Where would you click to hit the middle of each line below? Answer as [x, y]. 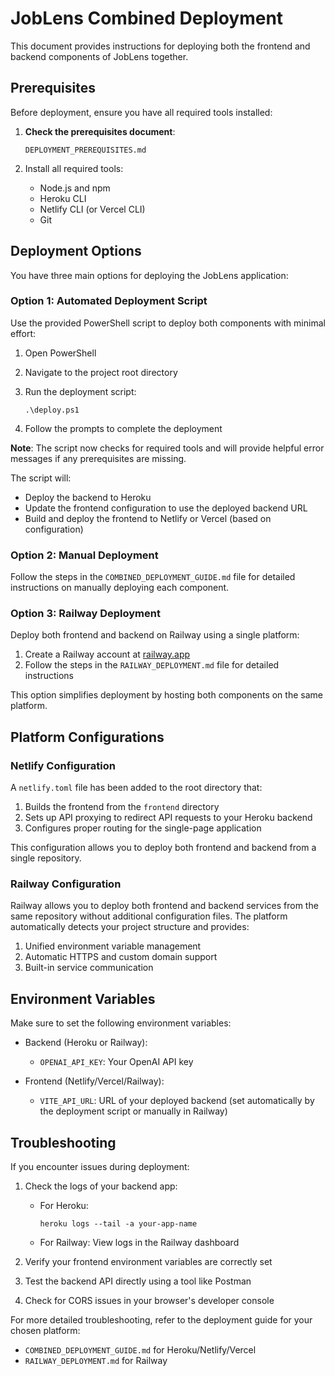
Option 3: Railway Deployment [85, 614]
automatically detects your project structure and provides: [130, 927]
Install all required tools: [74, 168]
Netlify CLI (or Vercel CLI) [92, 209]
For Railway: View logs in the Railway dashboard [139, 1243]
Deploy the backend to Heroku [88, 497]
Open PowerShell [60, 353]
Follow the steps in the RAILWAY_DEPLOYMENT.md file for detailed [152, 665]
